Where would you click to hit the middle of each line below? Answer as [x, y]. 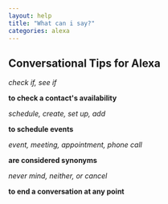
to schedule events [41, 129]
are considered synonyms [53, 161]
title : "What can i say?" [51, 23]
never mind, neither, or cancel [58, 176]
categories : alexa [39, 31]
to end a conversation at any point [66, 192]
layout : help [30, 16]
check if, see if [33, 83]
